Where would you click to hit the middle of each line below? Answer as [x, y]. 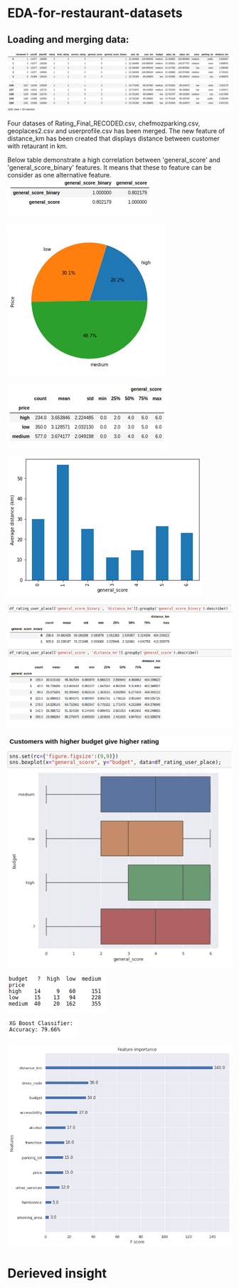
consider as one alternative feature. [59, 175]
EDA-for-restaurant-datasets [95, 13]
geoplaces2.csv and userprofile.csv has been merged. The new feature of [116, 130]
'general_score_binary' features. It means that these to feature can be [110, 167]
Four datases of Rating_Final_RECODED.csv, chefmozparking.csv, [104, 123]
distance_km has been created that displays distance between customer [114, 138]
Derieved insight [57, 1273]
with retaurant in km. [38, 146]
